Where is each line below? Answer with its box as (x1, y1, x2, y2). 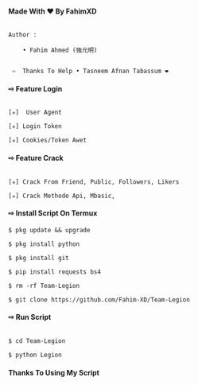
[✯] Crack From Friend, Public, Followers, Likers (8, 177, 180, 186)
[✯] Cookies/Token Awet (8, 136, 87, 145)
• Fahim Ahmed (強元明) (22, 46, 98, 55)
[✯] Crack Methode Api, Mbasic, (8, 192, 115, 200)
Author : (8, 31, 37, 39)
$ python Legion (8, 351, 62, 360)
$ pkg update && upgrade (8, 226, 91, 234)
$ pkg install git (8, 254, 69, 262)
